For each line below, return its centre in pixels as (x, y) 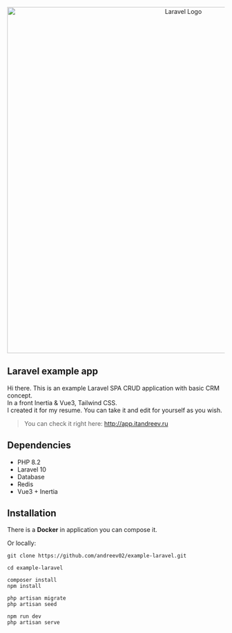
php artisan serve (33, 623)
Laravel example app (53, 372)
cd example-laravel (35, 568)
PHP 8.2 (29, 462)
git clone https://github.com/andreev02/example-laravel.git (97, 556)
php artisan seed (32, 605)
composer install (32, 580)
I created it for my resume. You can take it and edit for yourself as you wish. (115, 410)
